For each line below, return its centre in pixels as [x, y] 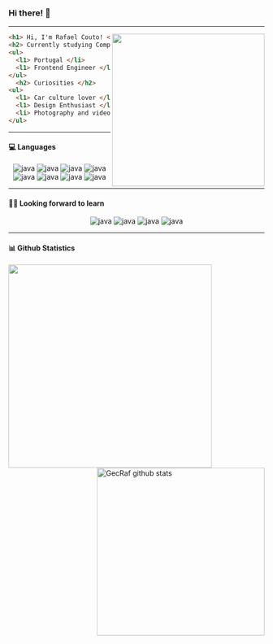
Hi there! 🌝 [30, 13]
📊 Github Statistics [42, 248]
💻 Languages [32, 147]
